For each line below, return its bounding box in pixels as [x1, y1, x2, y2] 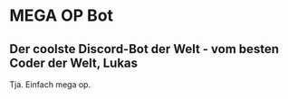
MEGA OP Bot [9, 5, 114, 26]
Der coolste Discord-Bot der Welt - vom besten [9, 41, 279, 57]
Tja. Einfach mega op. [9, 79, 91, 90]
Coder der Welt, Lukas [9, 55, 139, 70]
